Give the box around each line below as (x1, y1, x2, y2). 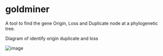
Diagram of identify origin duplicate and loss (5, 35, 98, 41)
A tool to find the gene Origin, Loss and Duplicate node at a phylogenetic (5, 20, 158, 26)
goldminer (5, 4, 50, 15)
